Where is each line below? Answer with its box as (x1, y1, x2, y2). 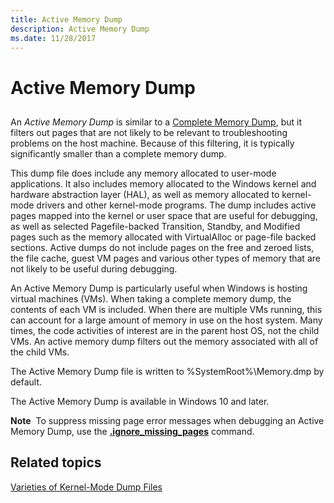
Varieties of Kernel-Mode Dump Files (10, 481, 163, 493)
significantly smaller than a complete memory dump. (10, 147, 227, 160)
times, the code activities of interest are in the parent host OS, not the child (10, 324, 320, 336)
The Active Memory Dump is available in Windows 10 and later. (10, 395, 270, 407)
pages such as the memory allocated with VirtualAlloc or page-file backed (10, 231, 317, 243)
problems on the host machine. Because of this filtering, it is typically (10, 137, 295, 149)
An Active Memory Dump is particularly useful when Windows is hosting (10, 282, 308, 294)
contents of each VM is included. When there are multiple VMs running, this (10, 303, 323, 315)
